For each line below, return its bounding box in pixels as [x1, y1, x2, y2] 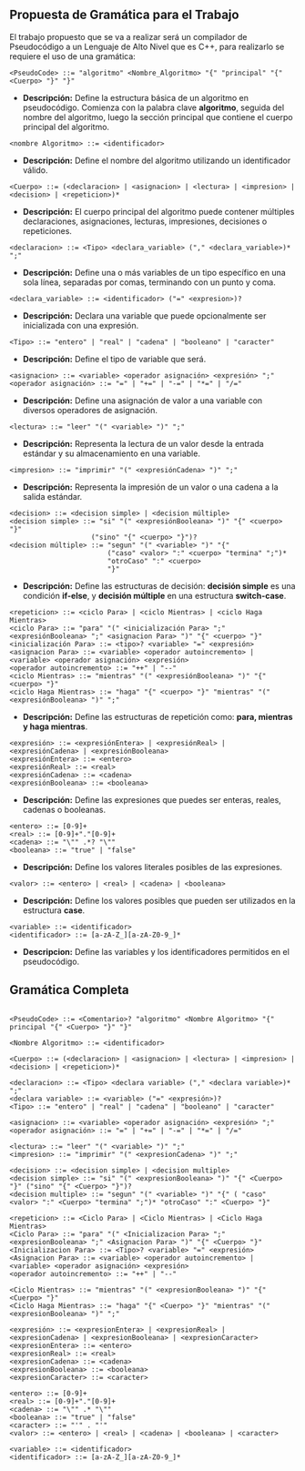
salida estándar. [22, 491, 83, 502]
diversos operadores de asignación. [22, 404, 158, 415]
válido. [22, 164, 48, 176]
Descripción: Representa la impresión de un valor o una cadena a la [22, 482, 280, 492]
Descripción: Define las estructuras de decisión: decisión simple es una [22, 580, 296, 591]
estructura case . [22, 905, 86, 916]
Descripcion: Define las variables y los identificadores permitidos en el [22, 946, 290, 957]
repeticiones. [22, 225, 73, 236]
